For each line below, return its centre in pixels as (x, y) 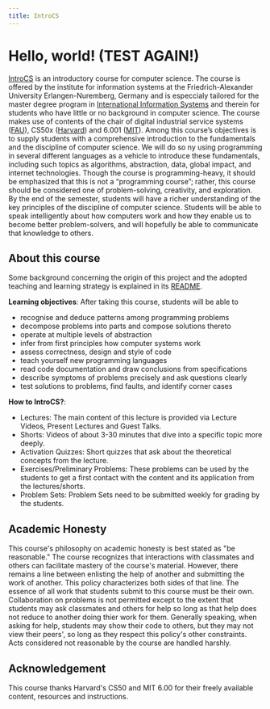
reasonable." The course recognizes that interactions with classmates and (131, 557)
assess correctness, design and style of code (96, 352)
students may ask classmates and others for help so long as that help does (133, 609)
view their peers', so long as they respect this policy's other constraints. (128, 635)
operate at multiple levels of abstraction (86, 335)
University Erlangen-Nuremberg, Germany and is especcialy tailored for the (134, 95)
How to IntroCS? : (37, 402)
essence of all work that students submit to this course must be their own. (131, 592)
